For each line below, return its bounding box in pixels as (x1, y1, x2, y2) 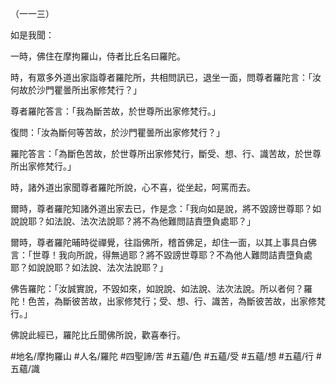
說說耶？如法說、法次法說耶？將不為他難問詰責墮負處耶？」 (10, 215, 256, 227)
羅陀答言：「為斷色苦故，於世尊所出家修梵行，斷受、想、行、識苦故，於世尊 (10, 148, 322, 159)
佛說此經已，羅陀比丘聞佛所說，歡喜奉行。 (10, 329, 186, 341)
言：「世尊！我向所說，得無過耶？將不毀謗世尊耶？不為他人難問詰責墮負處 (10, 249, 313, 261)
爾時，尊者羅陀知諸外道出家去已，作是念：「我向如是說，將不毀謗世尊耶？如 (10, 203, 322, 214)
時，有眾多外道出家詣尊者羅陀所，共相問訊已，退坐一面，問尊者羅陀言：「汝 (10, 72, 322, 83)
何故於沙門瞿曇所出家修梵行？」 (10, 84, 142, 96)
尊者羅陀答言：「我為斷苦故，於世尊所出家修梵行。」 (10, 105, 221, 117)
